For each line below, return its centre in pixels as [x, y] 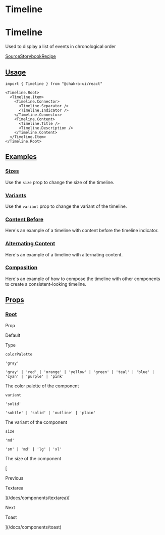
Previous [14, 478]
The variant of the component [36, 422]
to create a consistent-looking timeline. [46, 284]
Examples [21, 157]
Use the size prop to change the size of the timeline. [60, 182]
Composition [21, 268]
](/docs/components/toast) [33, 527]
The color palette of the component [42, 386]
